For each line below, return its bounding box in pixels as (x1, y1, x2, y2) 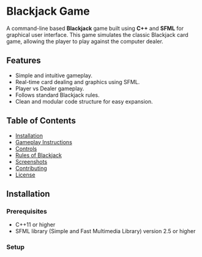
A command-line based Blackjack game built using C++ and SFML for (6, 25, 184, 32)
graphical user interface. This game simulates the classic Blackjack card (6, 31, 189, 38)
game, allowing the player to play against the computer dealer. (6, 37, 163, 45)
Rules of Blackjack (15, 152, 62, 159)
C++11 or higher (15, 221, 56, 228)
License (15, 171, 36, 178)
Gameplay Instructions (15, 138, 72, 145)
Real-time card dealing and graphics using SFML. (15, 78, 140, 85)
